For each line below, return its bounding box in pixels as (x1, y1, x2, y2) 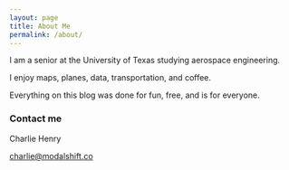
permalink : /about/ (9, 30, 83, 39)
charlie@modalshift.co (9, 150, 93, 161)
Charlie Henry (9, 133, 62, 144)
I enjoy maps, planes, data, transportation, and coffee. (9, 72, 211, 83)
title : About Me (9, 22, 71, 31)
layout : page (9, 13, 59, 23)
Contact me (9, 112, 63, 125)
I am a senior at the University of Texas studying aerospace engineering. (9, 55, 281, 66)
